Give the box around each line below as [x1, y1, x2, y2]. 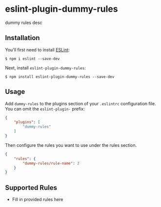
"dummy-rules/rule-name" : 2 [22, 161, 80, 166]
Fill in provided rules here [12, 197, 63, 203]
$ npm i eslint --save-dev [5, 56, 60, 61]
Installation [5, 34, 40, 42]
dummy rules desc [5, 20, 42, 25]
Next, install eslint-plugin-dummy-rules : [5, 65, 86, 70]
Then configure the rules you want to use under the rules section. [5, 142, 137, 148]
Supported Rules [5, 184, 58, 192]
